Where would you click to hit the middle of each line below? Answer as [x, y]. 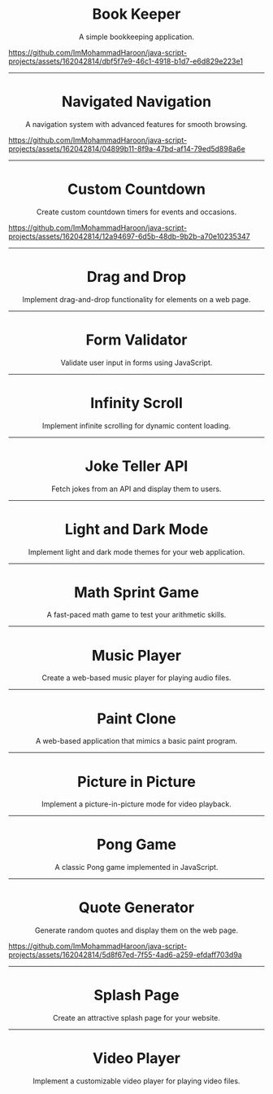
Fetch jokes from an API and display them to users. [136, 489]
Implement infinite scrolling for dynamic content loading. [136, 425]
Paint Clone [136, 718]
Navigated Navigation [136, 102]
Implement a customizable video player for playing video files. [136, 1081]
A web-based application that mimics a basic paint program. [136, 741]
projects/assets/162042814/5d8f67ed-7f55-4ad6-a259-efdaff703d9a [125, 955]
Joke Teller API [136, 466]
